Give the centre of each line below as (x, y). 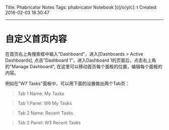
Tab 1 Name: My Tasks (41, 93)
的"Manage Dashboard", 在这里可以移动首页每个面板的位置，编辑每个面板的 (84, 66)
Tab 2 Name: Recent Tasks (45, 113)
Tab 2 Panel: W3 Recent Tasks (49, 122)
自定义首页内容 (36, 39)
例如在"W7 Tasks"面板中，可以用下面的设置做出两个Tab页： (67, 83)
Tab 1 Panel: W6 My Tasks (45, 103)
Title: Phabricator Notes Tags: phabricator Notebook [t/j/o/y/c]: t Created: (81, 7)
